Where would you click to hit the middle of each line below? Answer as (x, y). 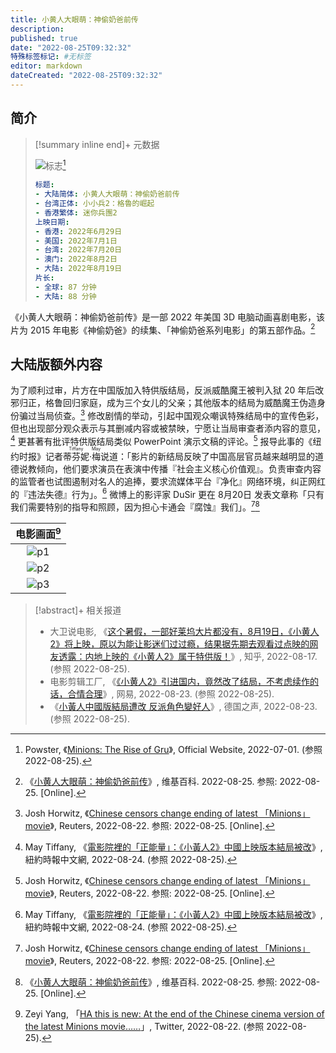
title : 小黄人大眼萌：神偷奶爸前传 (74, 19)
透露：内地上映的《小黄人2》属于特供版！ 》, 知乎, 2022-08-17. (188, 657)
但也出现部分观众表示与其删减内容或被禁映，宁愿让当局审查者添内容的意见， (168, 428)
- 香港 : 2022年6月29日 (78, 231)
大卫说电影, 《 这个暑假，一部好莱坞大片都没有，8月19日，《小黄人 (184, 632)
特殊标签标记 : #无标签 (51, 57)
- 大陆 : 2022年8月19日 (78, 269)
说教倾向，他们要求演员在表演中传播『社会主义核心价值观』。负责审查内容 (170, 468)
